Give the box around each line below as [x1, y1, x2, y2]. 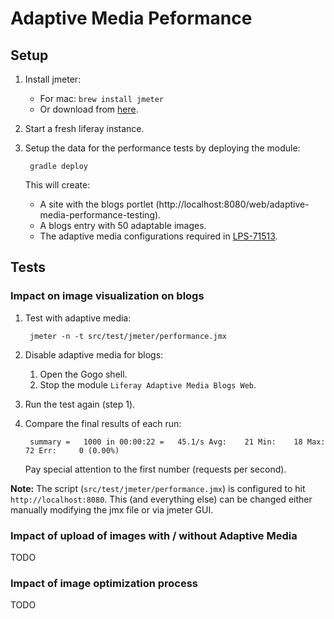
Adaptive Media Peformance [10, 7, 253, 30]
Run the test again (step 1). [24, 398, 136, 410]
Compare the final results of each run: [24, 417, 182, 429]
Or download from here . [39, 103, 139, 115]
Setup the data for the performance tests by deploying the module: [24, 142, 301, 154]
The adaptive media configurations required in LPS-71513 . [39, 230, 278, 242]
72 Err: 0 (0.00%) [24, 445, 120, 456]
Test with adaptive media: [24, 312, 132, 324]
